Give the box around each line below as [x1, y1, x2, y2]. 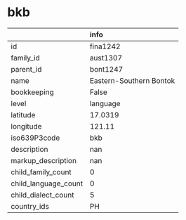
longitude [11, 121, 42, 131]
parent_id [11, 64, 42, 74]
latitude [11, 110, 36, 119]
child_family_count [11, 167, 72, 176]
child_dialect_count [11, 190, 74, 200]
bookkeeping [11, 87, 54, 97]
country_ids [11, 201, 49, 211]
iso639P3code [11, 133, 60, 143]
